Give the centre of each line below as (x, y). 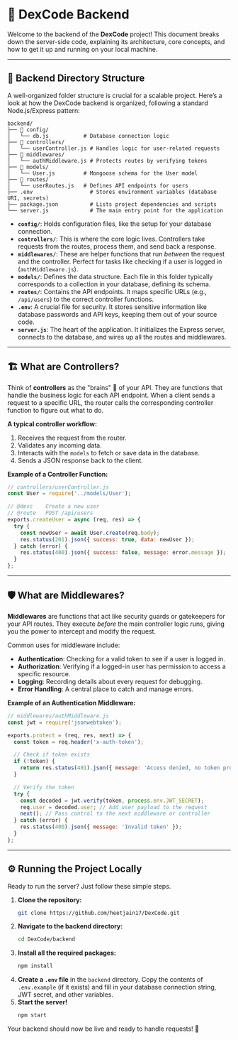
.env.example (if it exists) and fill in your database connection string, (117, 987)
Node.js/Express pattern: (44, 110)
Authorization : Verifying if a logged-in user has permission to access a (122, 666)
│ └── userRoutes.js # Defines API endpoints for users (98, 185)
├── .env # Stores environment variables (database (112, 192)
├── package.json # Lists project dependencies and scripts (112, 204)
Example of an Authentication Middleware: (72, 703)
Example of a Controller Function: (58, 474)
